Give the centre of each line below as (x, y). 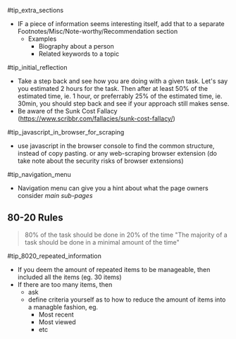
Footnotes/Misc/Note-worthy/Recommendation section (98, 31)
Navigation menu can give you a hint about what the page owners (113, 188)
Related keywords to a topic (79, 54)
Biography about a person (76, 46)
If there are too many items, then (65, 284)
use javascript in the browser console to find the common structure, (116, 146)
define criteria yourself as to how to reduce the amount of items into (127, 300)
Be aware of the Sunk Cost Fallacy (67, 111)
